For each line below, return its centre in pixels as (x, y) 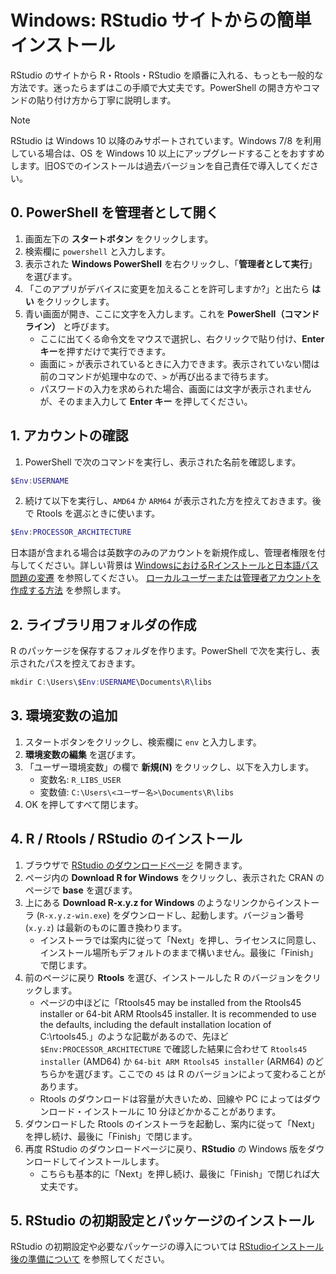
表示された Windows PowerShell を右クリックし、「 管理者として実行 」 (171, 263)
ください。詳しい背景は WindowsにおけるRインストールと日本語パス (177, 565)
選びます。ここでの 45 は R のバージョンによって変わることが (200, 1073)
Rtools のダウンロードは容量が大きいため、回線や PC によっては (171, 1098)
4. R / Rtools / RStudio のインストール (126, 839)
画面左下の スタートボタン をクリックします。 (119, 238)
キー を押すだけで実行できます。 (105, 351)
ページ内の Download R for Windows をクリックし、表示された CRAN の (174, 877)
